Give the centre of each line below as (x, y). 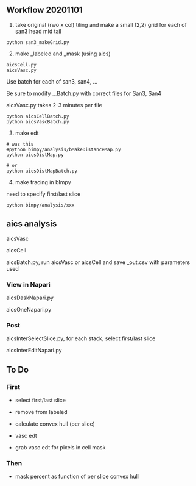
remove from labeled (41, 412)
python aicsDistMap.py (35, 155)
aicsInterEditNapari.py (34, 351)
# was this (20, 144)
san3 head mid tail (38, 31)
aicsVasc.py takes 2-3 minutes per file (54, 105)
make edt (27, 133)
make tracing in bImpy (43, 182)
